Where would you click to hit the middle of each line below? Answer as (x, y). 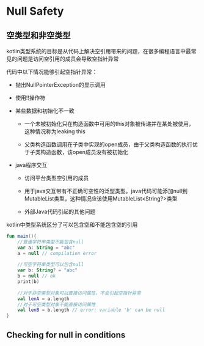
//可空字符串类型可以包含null (51, 265)
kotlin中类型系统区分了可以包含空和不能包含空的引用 (72, 225)
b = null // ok (37, 276)
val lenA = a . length (43, 299)
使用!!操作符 (30, 98)
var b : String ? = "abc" (48, 270)
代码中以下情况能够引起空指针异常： (52, 72)
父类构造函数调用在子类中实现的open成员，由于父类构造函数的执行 (108, 144)
